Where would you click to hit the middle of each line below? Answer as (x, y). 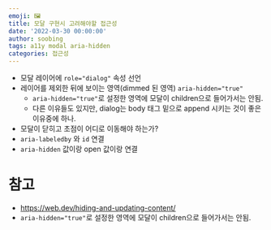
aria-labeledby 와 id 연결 (62, 139)
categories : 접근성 (39, 54)
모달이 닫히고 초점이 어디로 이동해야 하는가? (89, 128)
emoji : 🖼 (25, 16)
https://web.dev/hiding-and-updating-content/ (98, 207)
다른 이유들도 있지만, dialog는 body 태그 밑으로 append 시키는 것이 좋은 (147, 108)
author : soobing (36, 39)
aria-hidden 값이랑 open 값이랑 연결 (79, 149)
